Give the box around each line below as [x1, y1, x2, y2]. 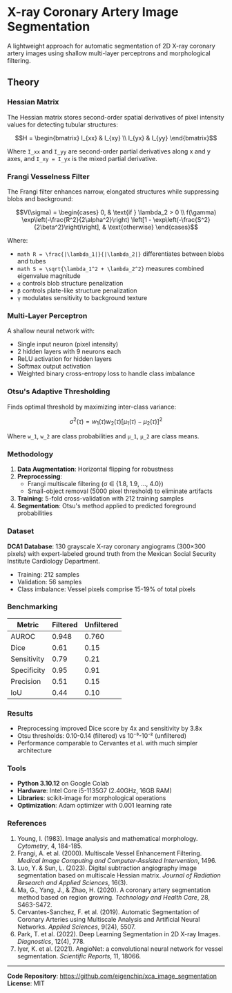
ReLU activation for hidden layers [17, 355, 113, 363]
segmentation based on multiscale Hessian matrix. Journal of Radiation [17, 871, 221, 879]
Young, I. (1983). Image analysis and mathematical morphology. [17, 834, 198, 842]
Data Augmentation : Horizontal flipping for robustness [17, 465, 174, 474]
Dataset [7, 526, 35, 536]
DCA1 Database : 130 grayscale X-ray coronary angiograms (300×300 [7, 542, 206, 550]
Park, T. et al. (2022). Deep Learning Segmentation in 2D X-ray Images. [17, 929, 221, 938]
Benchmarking [7, 602, 58, 612]
